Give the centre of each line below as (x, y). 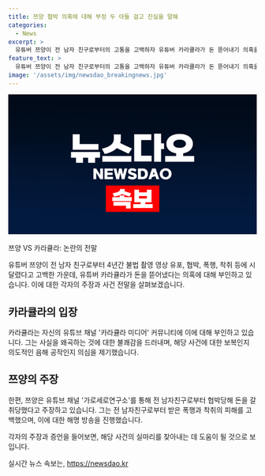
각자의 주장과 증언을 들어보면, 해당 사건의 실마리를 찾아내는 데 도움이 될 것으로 (128, 436)
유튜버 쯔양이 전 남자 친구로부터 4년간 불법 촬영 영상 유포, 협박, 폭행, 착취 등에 (128, 265)
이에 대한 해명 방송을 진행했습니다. (90, 420)
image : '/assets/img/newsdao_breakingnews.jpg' (88, 75)
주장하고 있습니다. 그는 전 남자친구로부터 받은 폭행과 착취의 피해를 (143, 410)
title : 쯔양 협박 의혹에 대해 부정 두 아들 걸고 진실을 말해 (93, 17)
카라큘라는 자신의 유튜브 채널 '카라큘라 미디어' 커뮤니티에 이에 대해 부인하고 (124, 333)
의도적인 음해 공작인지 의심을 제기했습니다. (74, 353)
